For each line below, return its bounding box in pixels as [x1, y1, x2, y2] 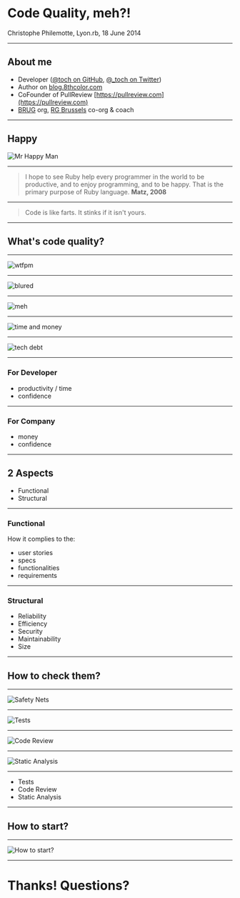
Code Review [17, 785, 57, 794]
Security [17, 627, 43, 636]
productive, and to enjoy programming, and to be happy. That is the [24, 180, 224, 189]
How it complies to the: [7, 534, 76, 544]
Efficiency [17, 619, 48, 628]
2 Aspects [7, 467, 54, 479]
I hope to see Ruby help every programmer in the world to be [24, 172, 205, 181]
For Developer [7, 368, 58, 378]
